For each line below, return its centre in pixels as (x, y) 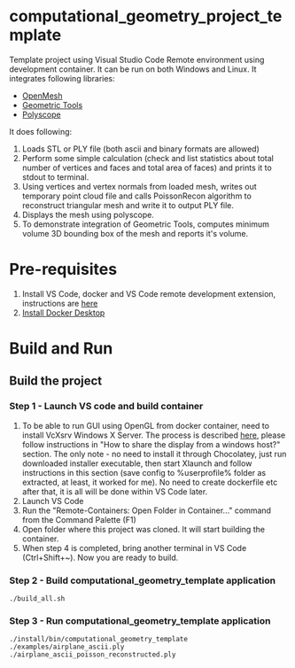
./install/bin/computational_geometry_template (99, 640)
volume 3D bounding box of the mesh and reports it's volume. (135, 233)
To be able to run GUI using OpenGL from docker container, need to (146, 425)
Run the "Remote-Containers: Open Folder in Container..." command (147, 510)
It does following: (41, 131)
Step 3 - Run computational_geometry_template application (140, 620)
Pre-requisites (63, 270)
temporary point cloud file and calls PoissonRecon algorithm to (137, 196)
